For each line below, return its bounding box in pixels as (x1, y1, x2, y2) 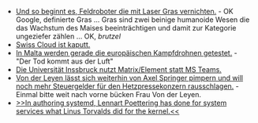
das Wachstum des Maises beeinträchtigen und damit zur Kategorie (15, 24, 237, 32)
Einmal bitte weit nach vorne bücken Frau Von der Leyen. (15, 90, 202, 99)
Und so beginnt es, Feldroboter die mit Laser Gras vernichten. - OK (15, 7, 234, 16)
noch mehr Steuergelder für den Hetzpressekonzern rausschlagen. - (15, 81, 239, 91)
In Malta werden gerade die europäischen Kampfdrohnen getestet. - (15, 49, 238, 57)
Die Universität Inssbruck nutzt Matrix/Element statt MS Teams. (15, 65, 222, 74)
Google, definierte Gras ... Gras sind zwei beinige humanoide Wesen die (15, 15, 250, 24)
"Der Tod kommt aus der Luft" (15, 56, 114, 66)
